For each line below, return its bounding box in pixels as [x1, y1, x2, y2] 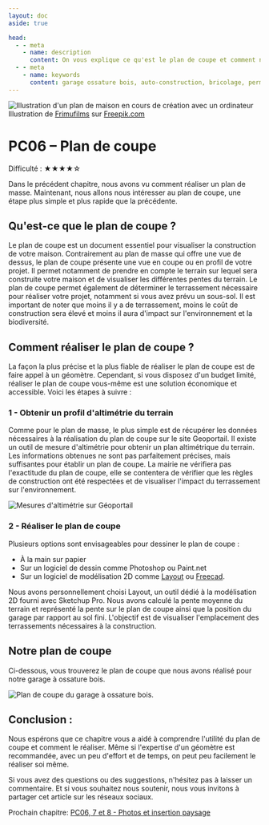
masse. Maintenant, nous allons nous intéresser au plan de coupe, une [8, 188, 242, 197]
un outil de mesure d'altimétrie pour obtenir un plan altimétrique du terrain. [8, 443, 255, 452]
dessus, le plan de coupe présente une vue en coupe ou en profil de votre [8, 257, 252, 267]
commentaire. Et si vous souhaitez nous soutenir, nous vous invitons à [8, 783, 240, 794]
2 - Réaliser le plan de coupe [8, 520, 122, 532]
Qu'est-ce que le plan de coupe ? [8, 219, 176, 233]
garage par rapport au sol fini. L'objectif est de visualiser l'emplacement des [8, 613, 259, 622]
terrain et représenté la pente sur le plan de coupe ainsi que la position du [8, 604, 252, 613]
